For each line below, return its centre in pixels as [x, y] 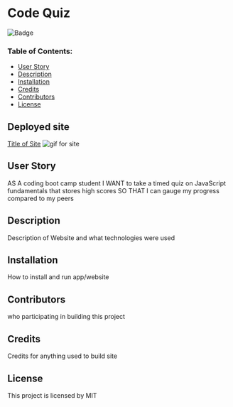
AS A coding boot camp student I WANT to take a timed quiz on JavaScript [116, 183]
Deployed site [38, 127]
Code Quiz [39, 13]
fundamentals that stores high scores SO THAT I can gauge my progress [114, 190]
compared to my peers [41, 198]
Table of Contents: [40, 51]
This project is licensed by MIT [52, 395]
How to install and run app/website [58, 277]
